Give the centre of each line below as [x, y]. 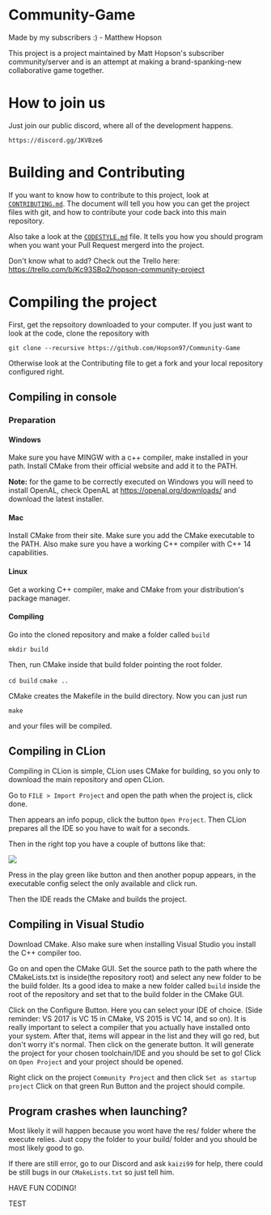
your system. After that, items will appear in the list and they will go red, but [134, 1036]
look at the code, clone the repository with [79, 333]
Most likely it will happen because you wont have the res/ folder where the [132, 1131]
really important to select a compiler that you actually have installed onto [129, 1027]
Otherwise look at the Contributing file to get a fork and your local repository [136, 363]
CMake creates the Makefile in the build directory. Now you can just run [128, 695]
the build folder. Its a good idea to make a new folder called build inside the [134, 986]
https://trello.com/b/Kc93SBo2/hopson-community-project [106, 269]
